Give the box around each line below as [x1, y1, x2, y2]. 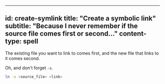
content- [119, 30, 147, 38]
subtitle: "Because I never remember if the [5, 22, 138, 30]
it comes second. [5, 55, 40, 61]
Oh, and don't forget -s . [5, 64, 53, 71]
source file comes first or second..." [5, 30, 118, 38]
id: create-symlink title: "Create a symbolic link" [5, 14, 156, 22]
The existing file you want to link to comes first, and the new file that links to [5, 50, 159, 56]
